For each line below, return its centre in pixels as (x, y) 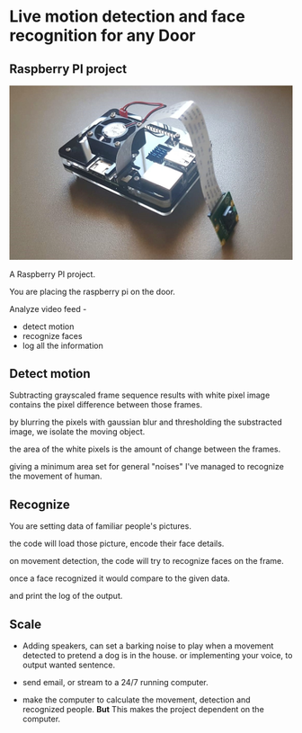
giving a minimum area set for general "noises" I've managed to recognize (147, 467)
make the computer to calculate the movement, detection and (136, 700)
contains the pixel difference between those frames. (106, 405)
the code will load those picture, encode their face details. (117, 544)
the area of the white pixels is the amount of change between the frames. (145, 449)
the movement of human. (56, 476)
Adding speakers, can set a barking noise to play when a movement (148, 646)
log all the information (62, 345)
